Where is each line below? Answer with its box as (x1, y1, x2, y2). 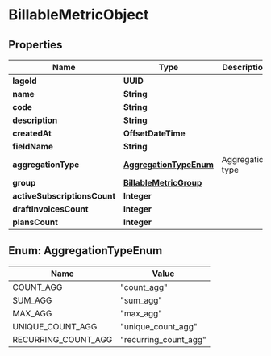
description (12, 115, 58, 126)
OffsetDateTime (123, 128, 186, 139)
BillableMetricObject (8, 6, 149, 24)
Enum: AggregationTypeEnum (8, 244, 163, 258)
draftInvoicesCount (12, 203, 89, 215)
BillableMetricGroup (123, 178, 202, 188)
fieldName (12, 141, 54, 152)
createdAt (12, 128, 52, 139)
